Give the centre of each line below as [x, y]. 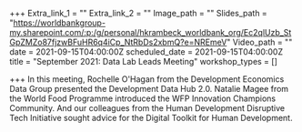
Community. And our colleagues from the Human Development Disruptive [147, 108]
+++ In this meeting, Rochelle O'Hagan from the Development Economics [147, 79]
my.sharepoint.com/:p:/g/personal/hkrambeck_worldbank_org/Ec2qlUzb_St [151, 32]
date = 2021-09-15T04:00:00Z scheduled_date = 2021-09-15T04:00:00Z [146, 52]
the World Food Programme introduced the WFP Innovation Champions [142, 98]
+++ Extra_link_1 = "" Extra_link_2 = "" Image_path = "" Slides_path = [139, 13]
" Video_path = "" [260, 42]
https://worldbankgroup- [60, 23]
